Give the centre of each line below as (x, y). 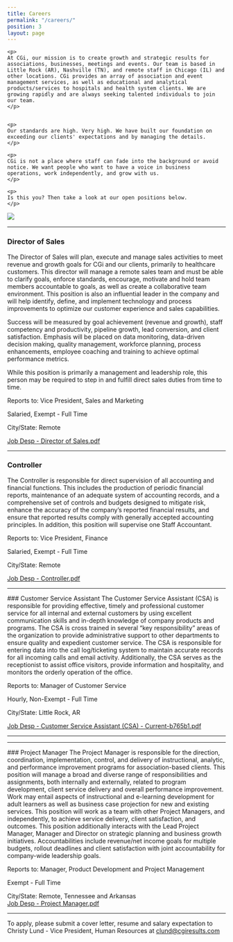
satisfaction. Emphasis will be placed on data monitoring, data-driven (106, 337)
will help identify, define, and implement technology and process (100, 301)
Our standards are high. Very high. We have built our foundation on (110, 131)
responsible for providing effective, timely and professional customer (106, 605)
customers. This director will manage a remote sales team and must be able (115, 271)
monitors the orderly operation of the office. (70, 672)
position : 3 (24, 26)
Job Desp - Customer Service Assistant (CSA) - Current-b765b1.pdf (104, 725)
